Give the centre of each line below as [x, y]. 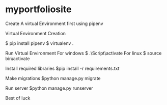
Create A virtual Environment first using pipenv [54, 23]
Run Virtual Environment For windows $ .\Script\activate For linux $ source [83, 53]
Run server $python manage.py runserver [49, 88]
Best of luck [18, 98]
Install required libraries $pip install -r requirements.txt [62, 68]
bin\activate [18, 58]
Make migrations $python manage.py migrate [53, 78]
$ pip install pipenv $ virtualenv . [39, 43]
